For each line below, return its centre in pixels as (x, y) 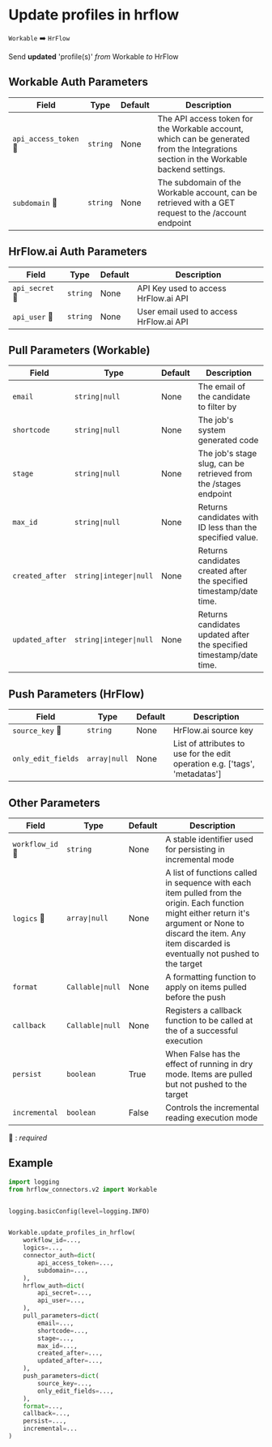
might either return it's (208, 913)
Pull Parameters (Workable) (79, 350)
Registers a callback (204, 1010)
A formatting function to (211, 977)
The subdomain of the (199, 182)
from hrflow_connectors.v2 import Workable (83, 1189)
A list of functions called (211, 873)
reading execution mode (212, 1118)
